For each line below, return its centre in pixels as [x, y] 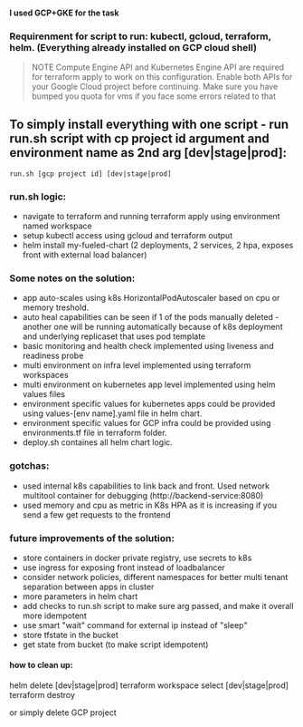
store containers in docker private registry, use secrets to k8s [137, 557]
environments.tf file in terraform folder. [95, 433]
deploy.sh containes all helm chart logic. [98, 442]
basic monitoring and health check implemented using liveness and [148, 346]
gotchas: [29, 466]
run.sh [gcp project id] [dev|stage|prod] [90, 174]
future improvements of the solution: [92, 538]
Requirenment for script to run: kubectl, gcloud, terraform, [140, 36]
